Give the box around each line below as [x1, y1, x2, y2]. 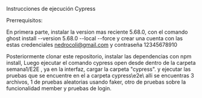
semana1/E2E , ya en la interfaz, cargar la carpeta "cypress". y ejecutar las [6, 66, 191, 73]
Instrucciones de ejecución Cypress [6, 5, 96, 12]
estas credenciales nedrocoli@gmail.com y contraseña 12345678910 [6, 41, 178, 48]
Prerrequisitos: [6, 17, 43, 23]
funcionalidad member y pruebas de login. [6, 85, 112, 92]
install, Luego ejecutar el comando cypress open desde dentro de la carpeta [6, 60, 196, 66]
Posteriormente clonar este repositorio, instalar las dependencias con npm [6, 53, 192, 60]
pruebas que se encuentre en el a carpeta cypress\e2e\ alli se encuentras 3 [6, 72, 194, 79]
